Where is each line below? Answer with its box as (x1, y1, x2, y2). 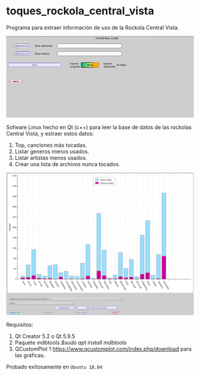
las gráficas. (14, 352, 46, 359)
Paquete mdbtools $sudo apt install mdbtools (14, 339, 127, 346)
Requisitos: (6, 321, 34, 328)
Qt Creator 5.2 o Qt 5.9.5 (14, 333, 76, 340)
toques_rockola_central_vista (6, 4, 155, 18)
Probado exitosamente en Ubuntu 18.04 (6, 363, 103, 371)
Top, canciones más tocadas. (14, 142, 87, 149)
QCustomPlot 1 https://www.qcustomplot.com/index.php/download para (14, 345, 192, 353)
